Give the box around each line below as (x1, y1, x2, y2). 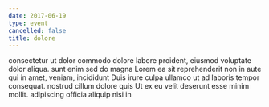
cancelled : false (8, 26, 67, 34)
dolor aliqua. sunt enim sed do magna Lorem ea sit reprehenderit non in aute (8, 65, 262, 74)
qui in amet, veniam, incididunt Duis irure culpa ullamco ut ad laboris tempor (8, 73, 260, 82)
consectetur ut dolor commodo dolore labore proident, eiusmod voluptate (8, 56, 251, 65)
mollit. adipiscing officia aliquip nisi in (8, 89, 132, 100)
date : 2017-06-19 (8, 11, 67, 20)
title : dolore (8, 34, 56, 42)
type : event (8, 19, 48, 27)
